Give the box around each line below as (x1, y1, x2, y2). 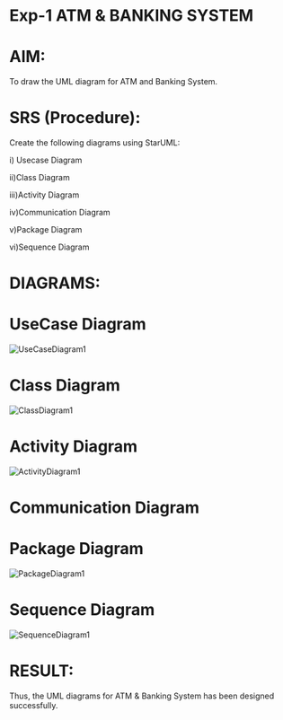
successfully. (9, 700, 58, 711)
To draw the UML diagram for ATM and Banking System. (9, 76, 218, 87)
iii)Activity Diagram (9, 189, 80, 200)
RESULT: (9, 661, 75, 681)
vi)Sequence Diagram (9, 241, 90, 252)
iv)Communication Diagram (9, 207, 111, 218)
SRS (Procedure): (9, 108, 141, 128)
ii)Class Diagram (9, 172, 70, 183)
